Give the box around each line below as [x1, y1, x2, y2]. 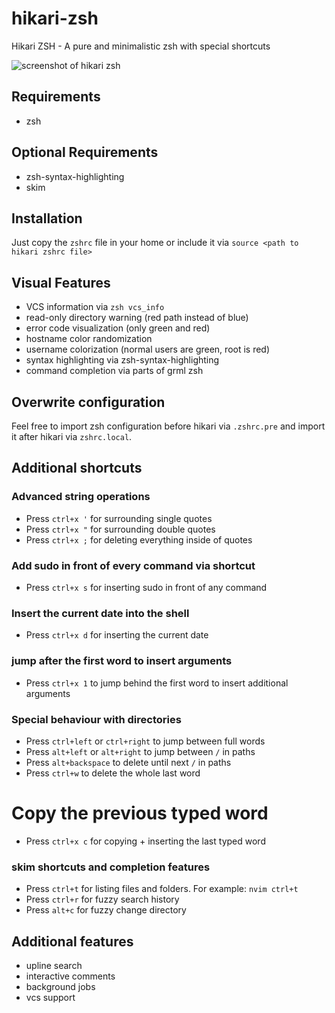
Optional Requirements [11, 144, 159, 161]
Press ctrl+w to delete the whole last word [25, 767, 201, 779]
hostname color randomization [25, 333, 153, 345]
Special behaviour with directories [11, 712, 182, 726]
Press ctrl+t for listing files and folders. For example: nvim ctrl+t [25, 883, 299, 895]
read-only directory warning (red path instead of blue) [25, 312, 249, 324]
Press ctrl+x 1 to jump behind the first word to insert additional [25, 677, 289, 689]
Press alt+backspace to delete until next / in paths [25, 756, 232, 768]
